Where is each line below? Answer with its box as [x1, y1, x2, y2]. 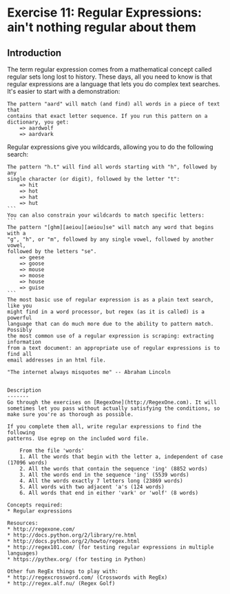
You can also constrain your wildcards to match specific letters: [7, 212, 205, 219]
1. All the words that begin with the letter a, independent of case [19, 453, 224, 460]
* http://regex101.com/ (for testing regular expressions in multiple [7, 544, 214, 551]
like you [7, 302, 32, 309]
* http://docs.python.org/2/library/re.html [7, 532, 137, 539]
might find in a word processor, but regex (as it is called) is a [7, 308, 205, 315]
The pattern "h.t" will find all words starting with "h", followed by [7, 164, 217, 170]
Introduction [7, 47, 62, 59]
